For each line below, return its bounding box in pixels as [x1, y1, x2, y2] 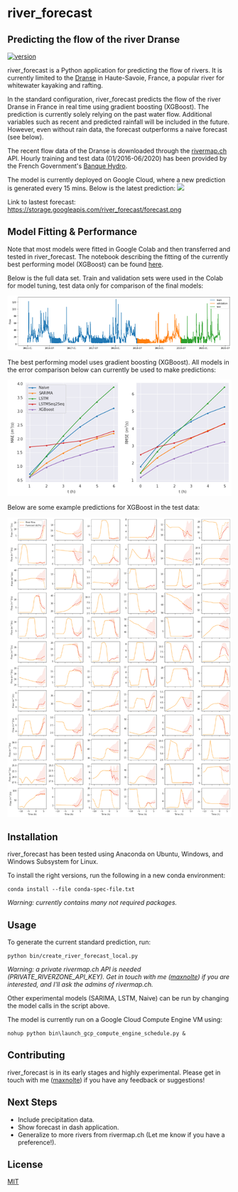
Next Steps [7, 1097, 58, 1109]
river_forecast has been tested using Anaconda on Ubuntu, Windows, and [7, 849, 224, 859]
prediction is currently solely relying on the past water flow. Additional [7, 110, 212, 118]
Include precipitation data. [17, 1115, 94, 1124]
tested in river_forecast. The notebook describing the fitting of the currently [7, 252, 229, 261]
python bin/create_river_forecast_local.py [7, 952, 139, 959]
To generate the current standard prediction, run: [7, 938, 151, 946]
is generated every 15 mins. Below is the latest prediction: [7, 184, 176, 192]
